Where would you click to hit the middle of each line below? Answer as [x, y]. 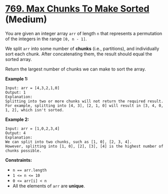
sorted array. [18, 59]
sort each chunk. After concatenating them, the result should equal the [79, 54]
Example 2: [17, 119]
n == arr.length [30, 170]
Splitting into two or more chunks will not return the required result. [85, 101]
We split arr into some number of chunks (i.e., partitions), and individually [82, 48]
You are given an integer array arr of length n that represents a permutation [84, 33]
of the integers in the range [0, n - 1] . [46, 39]
